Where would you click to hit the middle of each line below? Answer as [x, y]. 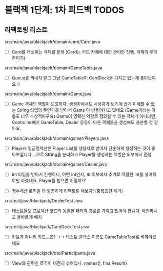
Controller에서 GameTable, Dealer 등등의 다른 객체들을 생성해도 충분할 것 [82, 123]
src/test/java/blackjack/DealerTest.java [44, 201]
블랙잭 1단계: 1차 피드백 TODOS [64, 10]
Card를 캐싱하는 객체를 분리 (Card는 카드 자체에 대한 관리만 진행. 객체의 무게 [84, 52]
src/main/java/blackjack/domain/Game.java [48, 94]
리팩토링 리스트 [26, 30]
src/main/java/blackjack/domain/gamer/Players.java [57, 138]
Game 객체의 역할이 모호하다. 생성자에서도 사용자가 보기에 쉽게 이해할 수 [81, 104]
